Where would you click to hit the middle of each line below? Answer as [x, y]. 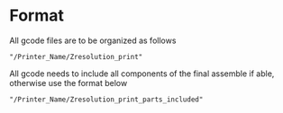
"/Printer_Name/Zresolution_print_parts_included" [106, 100]
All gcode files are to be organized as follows [93, 40]
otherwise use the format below [68, 83]
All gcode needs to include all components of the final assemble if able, [142, 74]
